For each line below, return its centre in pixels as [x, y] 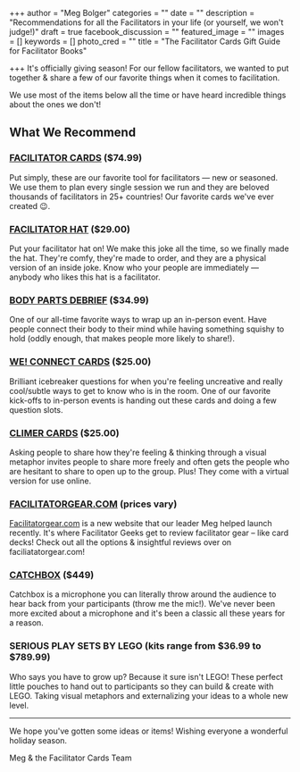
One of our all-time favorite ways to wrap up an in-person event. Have [138, 320]
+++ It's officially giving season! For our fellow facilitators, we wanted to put [149, 68]
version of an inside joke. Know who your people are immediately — [134, 267]
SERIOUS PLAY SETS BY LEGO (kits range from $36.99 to [135, 646]
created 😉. [30, 206]
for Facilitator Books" [48, 51]
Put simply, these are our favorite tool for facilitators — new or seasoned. [144, 177]
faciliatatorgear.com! [47, 552]
